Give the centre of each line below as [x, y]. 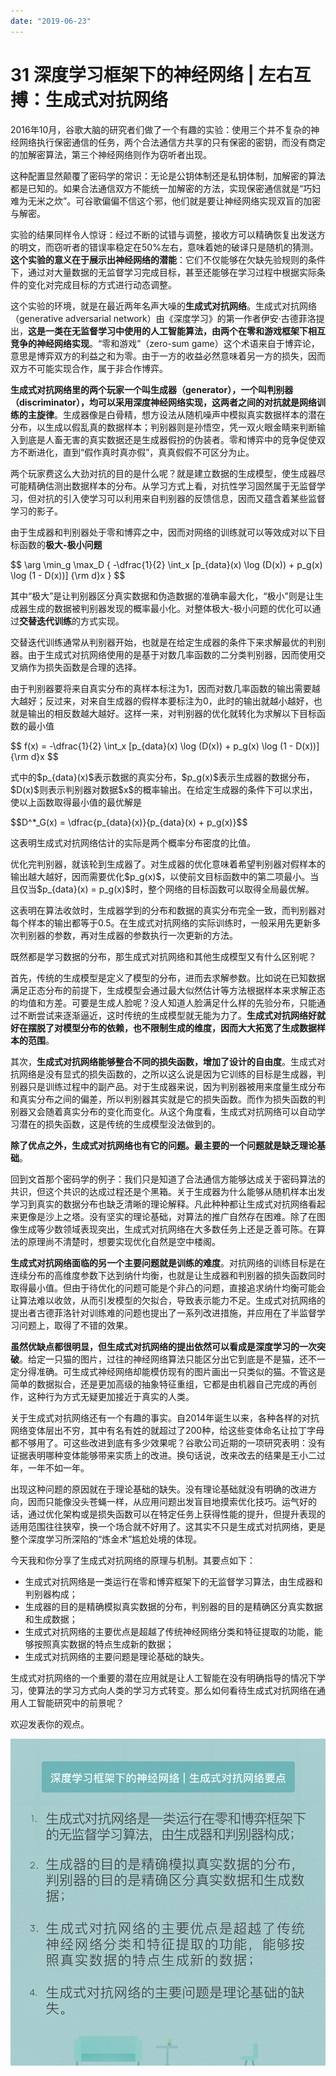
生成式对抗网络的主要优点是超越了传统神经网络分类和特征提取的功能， [169, 1631]
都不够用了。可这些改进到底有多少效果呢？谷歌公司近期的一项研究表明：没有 [168, 1442]
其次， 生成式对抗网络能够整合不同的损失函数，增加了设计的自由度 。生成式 [163, 1061]
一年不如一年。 [58, 1467]
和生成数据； [51, 1619]
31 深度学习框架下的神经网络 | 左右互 [161, 74]
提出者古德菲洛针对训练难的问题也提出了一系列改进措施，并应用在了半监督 [163, 1312]
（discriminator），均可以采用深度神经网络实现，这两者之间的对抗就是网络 [163, 402]
